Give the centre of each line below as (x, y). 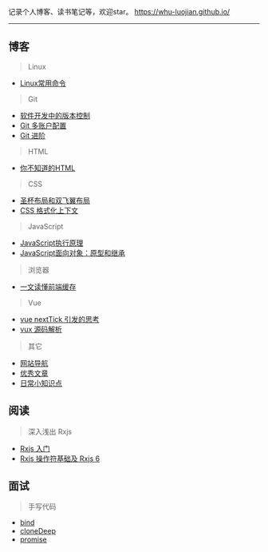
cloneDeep (38, 531)
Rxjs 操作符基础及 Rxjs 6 (60, 459)
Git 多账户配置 (43, 125)
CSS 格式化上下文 (49, 210)
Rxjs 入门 (35, 448)
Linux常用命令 (43, 83)
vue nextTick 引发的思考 (59, 319)
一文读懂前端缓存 (48, 287)
